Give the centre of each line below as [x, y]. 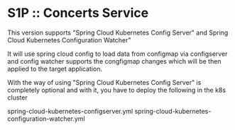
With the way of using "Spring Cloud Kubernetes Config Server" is [104, 82]
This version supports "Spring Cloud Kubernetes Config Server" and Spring [118, 32]
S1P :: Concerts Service [78, 13]
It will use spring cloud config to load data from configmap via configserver [117, 54]
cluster [17, 97]
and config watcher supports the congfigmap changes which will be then [114, 61]
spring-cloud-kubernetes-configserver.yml [70, 111]
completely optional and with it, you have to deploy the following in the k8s [116, 90]
